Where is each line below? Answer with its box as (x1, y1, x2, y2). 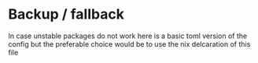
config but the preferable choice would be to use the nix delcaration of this (8, 39, 251, 48)
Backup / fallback (8, 5, 124, 23)
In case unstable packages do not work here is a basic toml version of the (8, 31, 248, 40)
